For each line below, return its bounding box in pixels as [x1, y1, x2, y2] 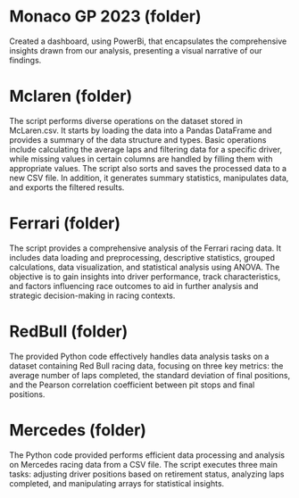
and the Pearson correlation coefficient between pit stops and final [9, 379, 255, 390]
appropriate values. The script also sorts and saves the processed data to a [9, 162, 287, 173]
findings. [9, 54, 42, 65]
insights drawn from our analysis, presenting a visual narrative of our [9, 45, 262, 55]
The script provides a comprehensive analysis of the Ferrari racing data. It [9, 243, 282, 253]
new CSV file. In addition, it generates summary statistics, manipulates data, [9, 172, 289, 183]
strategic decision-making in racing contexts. [9, 290, 176, 301]
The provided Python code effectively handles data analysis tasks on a [9, 351, 270, 361]
